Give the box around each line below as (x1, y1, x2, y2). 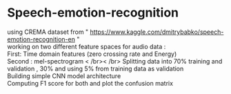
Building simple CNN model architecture (7, 71, 121, 80)
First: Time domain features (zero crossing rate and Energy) (7, 50, 177, 58)
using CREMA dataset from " (7, 28, 89, 36)
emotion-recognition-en (7, 35, 76, 43)
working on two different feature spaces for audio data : (7, 42, 166, 50)
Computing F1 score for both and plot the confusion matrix (7, 79, 174, 87)
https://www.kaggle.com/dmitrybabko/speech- (90, 28, 224, 36)
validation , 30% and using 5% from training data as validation (7, 64, 184, 73)
